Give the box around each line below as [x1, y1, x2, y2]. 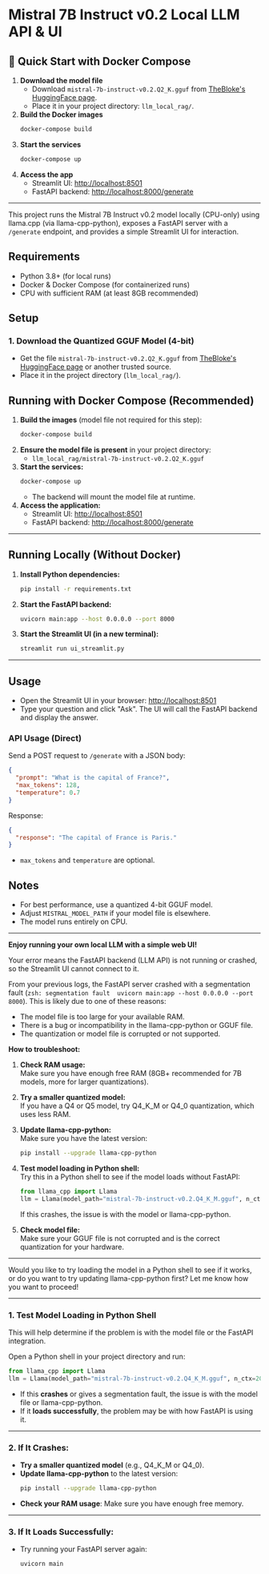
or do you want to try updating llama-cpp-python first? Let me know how [8, 1273, 249, 1283]
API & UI [8, 22, 62, 41]
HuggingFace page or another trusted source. [19, 362, 172, 371]
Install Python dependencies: [19, 569, 120, 579]
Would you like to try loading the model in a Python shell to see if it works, [8, 1265, 252, 1275]
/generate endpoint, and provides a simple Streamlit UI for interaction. [8, 227, 239, 236]
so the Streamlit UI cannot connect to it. [8, 964, 139, 974]
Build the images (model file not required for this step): [19, 415, 203, 425]
